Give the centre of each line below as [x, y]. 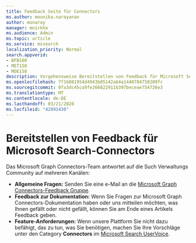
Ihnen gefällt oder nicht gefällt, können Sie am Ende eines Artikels [94, 209]
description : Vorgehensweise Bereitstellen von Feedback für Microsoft [95, 77]
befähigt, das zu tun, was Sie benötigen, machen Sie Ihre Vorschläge [97, 228]
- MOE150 [17, 71]
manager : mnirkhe [27, 28]
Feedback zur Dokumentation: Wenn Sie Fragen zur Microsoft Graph [98, 197]
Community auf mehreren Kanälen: [48, 173]
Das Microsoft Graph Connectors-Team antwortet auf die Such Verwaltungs [97, 166]
